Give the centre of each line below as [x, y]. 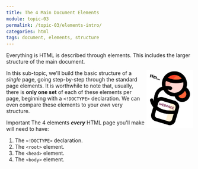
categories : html [28, 32]
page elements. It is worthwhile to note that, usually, [70, 86]
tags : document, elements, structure [53, 38]
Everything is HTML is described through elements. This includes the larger [98, 55]
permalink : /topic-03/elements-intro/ [54, 25]
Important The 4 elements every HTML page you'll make [76, 123]
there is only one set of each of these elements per [69, 92]
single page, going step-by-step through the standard [72, 80]
